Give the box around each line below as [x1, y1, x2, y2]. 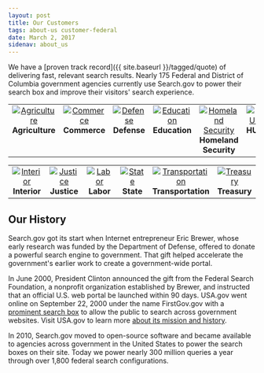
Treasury [217, 186, 252, 197]
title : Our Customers [8, 19, 79, 27]
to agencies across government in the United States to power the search [8, 339, 244, 349]
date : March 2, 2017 [8, 33, 76, 42]
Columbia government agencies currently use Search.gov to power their [8, 79, 242, 89]
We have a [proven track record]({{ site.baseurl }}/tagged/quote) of [8, 62, 226, 72]
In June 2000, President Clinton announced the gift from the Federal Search [8, 273, 254, 283]
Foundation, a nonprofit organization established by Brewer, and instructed [8, 282, 250, 291]
